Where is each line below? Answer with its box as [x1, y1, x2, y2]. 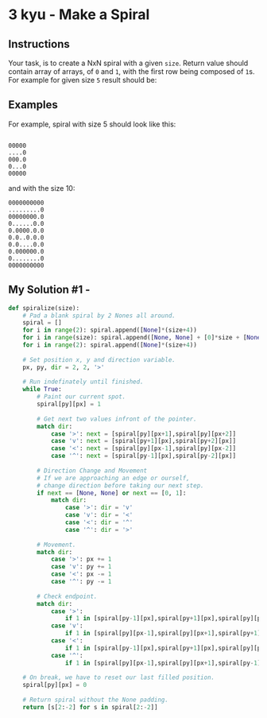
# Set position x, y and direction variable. [22, 355, 176, 363]
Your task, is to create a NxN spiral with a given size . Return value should [8, 58, 249, 68]
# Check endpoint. [37, 592, 98, 600]
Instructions [8, 37, 70, 51]
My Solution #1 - [8, 283, 91, 297]
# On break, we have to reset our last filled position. [22, 673, 215, 681]
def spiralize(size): [8, 304, 80, 312]
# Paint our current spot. [37, 393, 126, 401]
